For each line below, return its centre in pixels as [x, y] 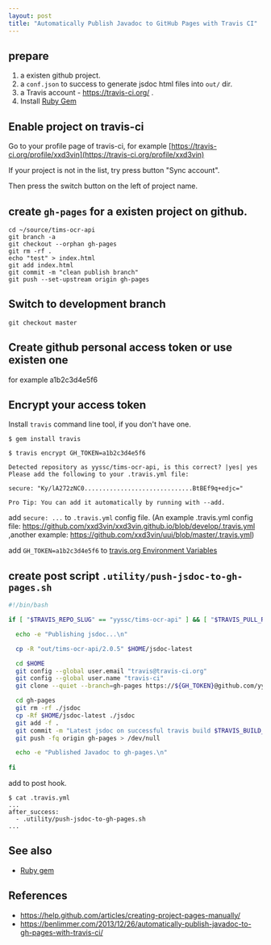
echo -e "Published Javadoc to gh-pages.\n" [92, 753]
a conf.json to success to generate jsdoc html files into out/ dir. [126, 84]
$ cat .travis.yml [39, 798]
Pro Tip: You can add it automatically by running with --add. [117, 503]
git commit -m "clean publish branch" [73, 272]
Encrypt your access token [77, 405]
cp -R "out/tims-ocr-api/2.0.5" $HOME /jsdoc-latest [104, 649]
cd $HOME [30, 663]
